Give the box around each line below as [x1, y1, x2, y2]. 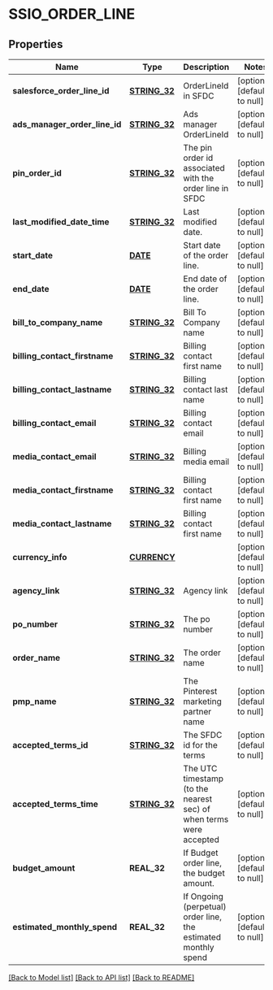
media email [183, 456, 230, 467]
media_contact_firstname [12, 484, 114, 496]
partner [183, 706, 212, 717]
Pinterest [183, 686, 218, 697]
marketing [183, 696, 222, 707]
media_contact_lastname [12, 518, 112, 529]
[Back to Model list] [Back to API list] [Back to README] [8, 973, 195, 982]
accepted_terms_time [12, 798, 99, 810]
